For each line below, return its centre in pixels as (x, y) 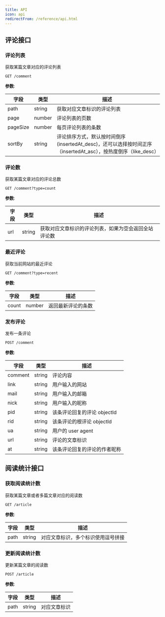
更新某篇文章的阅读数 (27, 565)
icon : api (15, 14)
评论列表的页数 (74, 118)
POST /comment (20, 343)
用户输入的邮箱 (69, 394)
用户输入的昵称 (69, 403)
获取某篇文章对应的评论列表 (33, 67)
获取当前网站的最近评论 (29, 264)
